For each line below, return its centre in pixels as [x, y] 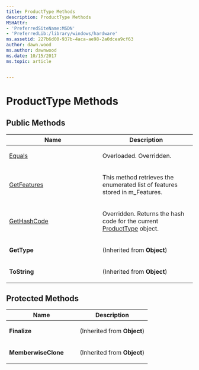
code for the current [131, 221]
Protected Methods [42, 298]
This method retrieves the [138, 177]
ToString [22, 271]
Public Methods [36, 123]
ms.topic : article [29, 61]
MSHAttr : [17, 23]
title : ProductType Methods [41, 12]
